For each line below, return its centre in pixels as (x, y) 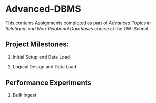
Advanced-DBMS (43, 9)
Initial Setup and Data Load (41, 57)
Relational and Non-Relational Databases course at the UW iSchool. (77, 28)
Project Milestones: (37, 45)
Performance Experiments (48, 83)
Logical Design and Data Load (45, 66)
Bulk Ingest (25, 95)
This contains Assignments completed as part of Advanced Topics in (78, 23)
